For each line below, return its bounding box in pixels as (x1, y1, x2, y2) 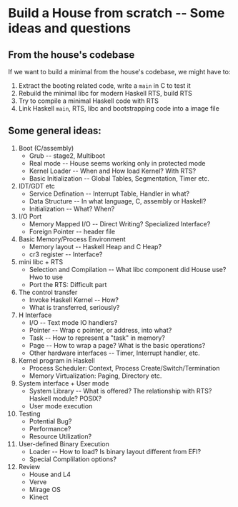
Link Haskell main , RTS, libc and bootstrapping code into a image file (18, 104, 220, 112)
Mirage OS (29, 485, 61, 493)
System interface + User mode (18, 378, 109, 387)
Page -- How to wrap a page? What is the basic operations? (29, 341, 206, 349)
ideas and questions (8, 20, 132, 36)
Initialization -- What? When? (29, 204, 115, 213)
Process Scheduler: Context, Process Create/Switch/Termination (29, 363, 220, 372)
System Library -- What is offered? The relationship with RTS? (29, 386, 212, 395)
